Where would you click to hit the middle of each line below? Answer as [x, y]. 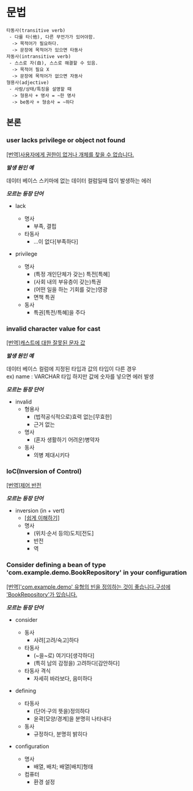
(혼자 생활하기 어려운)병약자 [67, 440]
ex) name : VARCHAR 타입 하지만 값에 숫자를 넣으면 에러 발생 [80, 376]
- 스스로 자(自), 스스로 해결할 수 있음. [54, 63]
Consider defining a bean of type [56, 565]
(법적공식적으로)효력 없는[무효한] [73, 416]
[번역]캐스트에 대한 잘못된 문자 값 [46, 342]
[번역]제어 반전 [24, 486]
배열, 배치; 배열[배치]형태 [63, 766]
